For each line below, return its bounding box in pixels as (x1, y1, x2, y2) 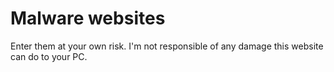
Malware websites (10, 7, 166, 30)
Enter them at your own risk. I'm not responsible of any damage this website (10, 40, 324, 52)
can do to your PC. (10, 50, 88, 62)
